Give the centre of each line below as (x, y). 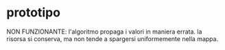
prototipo (34, 13)
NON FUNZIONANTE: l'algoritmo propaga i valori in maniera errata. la (104, 32)
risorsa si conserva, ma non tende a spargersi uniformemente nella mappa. (113, 38)
